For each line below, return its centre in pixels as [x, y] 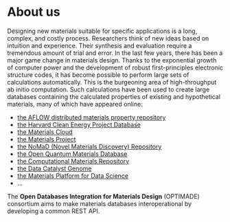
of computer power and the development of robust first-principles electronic [115, 67]
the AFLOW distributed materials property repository [91, 117]
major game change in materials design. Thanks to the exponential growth [112, 60]
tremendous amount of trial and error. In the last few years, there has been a [115, 53]
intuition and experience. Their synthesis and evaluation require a [100, 45]
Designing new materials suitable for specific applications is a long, [102, 31]
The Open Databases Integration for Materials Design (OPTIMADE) [104, 196]
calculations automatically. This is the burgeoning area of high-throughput [112, 82]
